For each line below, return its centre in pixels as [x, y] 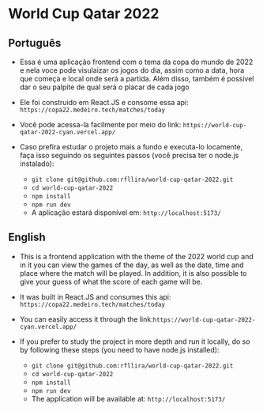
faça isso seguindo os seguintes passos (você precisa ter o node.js [129, 155]
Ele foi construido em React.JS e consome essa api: [104, 102]
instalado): [37, 164]
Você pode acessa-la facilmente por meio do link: [100, 124]
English [27, 238]
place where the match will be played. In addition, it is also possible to [133, 273]
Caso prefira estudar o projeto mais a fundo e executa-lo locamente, [131, 147]
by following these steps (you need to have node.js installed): [119, 349]
